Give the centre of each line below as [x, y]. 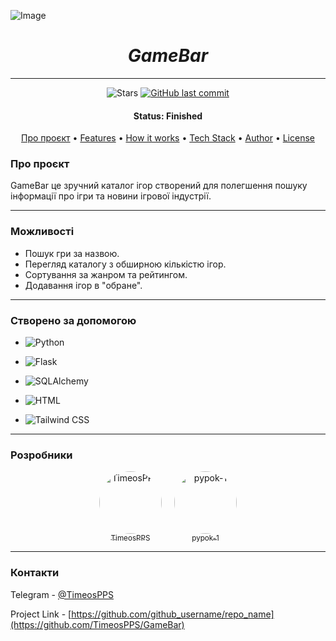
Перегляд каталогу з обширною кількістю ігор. [125, 264]
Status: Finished [168, 116]
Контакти [35, 573]
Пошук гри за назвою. [72, 253]
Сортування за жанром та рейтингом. [106, 274]
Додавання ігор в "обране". [83, 285]
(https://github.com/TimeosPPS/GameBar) [97, 624]
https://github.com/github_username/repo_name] [173, 614]
